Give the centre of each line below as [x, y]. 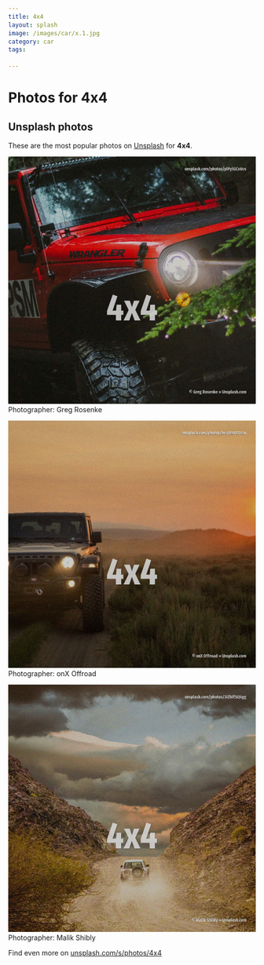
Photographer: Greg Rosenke [55, 409]
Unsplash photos [51, 127]
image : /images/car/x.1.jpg [54, 33]
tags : [17, 50]
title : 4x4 [26, 16]
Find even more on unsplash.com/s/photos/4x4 [85, 953]
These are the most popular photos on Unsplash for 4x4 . [100, 146]
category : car [31, 42]
